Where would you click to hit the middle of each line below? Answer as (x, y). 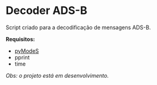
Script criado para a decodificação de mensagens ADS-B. (78, 27)
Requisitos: (20, 39)
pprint (22, 57)
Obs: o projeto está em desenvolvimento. (57, 75)
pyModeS (26, 51)
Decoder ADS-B (47, 11)
